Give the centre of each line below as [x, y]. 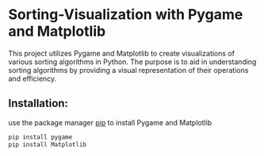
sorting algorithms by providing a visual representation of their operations [128, 70]
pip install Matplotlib [48, 144]
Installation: [38, 103]
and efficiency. [33, 78]
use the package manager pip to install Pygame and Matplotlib [110, 122]
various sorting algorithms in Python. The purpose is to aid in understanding [132, 62]
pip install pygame [40, 137]
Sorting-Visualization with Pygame [126, 15]
